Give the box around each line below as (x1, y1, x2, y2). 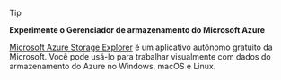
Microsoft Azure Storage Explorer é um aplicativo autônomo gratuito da (9, 42, 273, 52)
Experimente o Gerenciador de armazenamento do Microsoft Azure (9, 25, 266, 35)
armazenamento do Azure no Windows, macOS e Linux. (9, 61, 216, 71)
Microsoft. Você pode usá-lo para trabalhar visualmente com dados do (9, 52, 271, 61)
